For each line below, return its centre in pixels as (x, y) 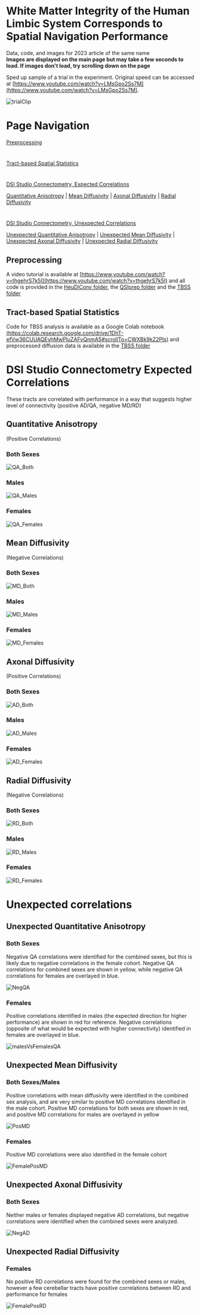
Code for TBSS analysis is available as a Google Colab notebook (85, 327)
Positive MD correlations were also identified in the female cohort (87, 1154)
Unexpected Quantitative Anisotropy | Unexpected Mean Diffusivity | (90, 235)
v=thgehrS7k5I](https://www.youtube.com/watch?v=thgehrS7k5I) (87, 281)
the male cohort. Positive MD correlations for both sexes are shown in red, (98, 1108)
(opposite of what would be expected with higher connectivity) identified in (99, 1028)
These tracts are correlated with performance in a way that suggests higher (99, 399)
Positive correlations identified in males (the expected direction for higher (96, 1015)
